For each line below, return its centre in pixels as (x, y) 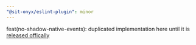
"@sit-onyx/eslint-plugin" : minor (50, 12)
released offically (28, 35)
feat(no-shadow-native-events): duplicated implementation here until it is (98, 29)
